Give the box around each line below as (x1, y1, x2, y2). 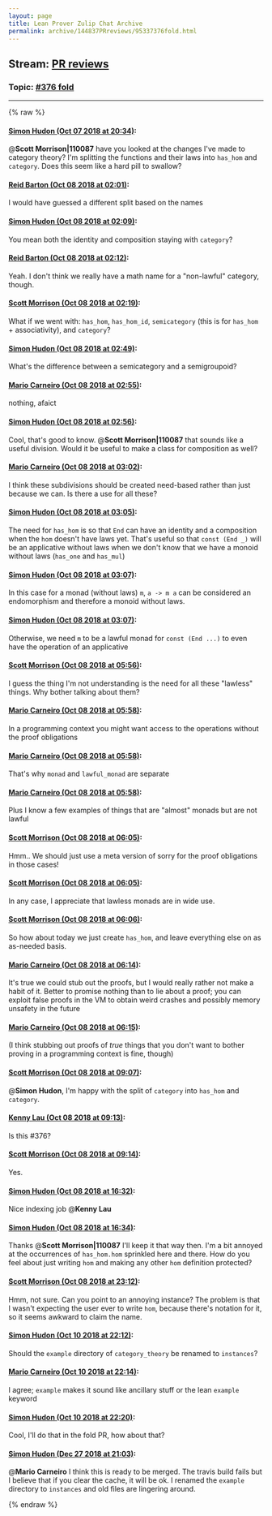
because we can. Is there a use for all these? (8, 489, 158, 498)
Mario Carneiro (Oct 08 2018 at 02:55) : (8, 380, 142, 390)
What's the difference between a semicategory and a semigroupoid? (8, 362, 237, 372)
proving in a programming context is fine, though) (8, 1049, 174, 1059)
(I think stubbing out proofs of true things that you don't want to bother (8, 1040, 244, 1050)
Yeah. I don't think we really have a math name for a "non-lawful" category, (8, 271, 260, 281)
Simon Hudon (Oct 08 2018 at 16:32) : (8, 1186, 136, 1195)
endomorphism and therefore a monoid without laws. (8, 596, 185, 606)
